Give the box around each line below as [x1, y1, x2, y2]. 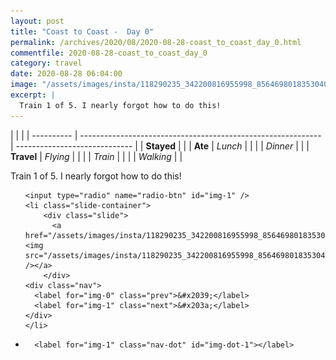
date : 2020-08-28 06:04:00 [10, 69, 123, 79]
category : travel [10, 58, 83, 69]
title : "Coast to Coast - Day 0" [10, 26, 155, 37]
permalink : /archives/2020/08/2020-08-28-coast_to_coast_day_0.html [10, 37, 302, 47]
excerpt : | [10, 90, 56, 100]
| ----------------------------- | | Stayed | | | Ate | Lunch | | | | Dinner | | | [10, 140, 310, 152]
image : [10, 80, 38, 90]
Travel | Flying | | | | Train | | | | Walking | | [10, 150, 183, 162]
